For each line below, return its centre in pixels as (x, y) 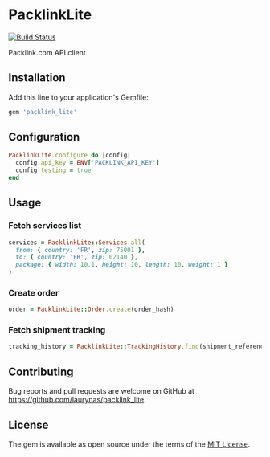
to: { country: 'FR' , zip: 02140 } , (77, 257)
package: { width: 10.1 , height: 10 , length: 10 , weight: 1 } (122, 265)
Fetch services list (45, 226)
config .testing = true (53, 170)
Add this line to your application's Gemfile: (78, 97)
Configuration (44, 137)
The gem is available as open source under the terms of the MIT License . (129, 444)
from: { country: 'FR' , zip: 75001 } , (81, 250)
